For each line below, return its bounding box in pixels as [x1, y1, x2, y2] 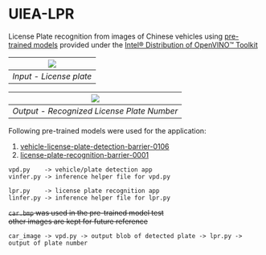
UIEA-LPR [8, 5, 75, 23]
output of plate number [8, 239, 88, 247]
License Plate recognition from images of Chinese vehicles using [8, 31, 223, 41]
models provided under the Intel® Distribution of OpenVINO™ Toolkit [33, 39, 259, 49]
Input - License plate [12, 70, 92, 81]
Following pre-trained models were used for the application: [8, 125, 207, 135]
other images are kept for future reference [8, 216, 149, 226]
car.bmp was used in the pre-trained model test [8, 208, 165, 217]
